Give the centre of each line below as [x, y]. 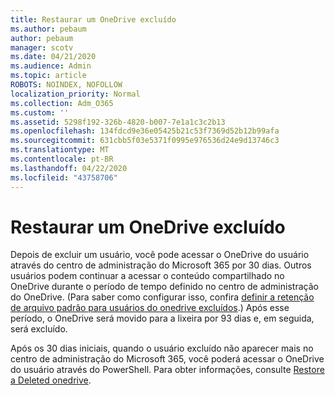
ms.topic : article [48, 76]
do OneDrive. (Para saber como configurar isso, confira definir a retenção [162, 297]
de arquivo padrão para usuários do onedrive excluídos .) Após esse [150, 308]
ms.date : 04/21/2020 [53, 57]
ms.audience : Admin [51, 66]
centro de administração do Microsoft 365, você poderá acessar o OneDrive [167, 359]
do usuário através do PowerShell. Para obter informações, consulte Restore [167, 370]
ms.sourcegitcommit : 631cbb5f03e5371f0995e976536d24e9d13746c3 [145, 141]
